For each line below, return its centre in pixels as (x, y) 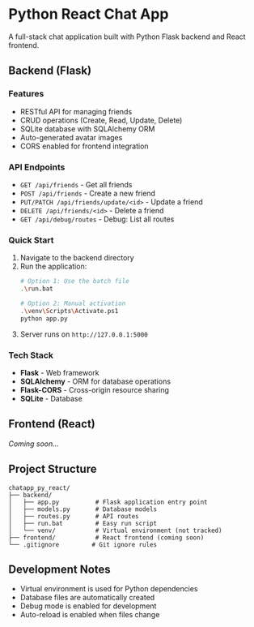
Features (26, 94)
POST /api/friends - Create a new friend (88, 193)
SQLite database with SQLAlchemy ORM (87, 129)
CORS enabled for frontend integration (84, 146)
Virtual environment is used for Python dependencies (109, 589)
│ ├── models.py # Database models (83, 509)
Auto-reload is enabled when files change (90, 615)
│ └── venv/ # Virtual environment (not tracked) (115, 530)
